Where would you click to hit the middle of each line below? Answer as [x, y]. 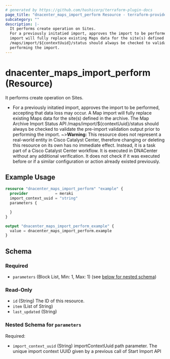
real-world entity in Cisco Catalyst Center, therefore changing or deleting [89, 139]
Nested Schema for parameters [44, 325]
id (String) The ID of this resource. [49, 301]
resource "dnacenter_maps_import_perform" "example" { [64, 189]
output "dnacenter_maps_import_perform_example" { [60, 226]
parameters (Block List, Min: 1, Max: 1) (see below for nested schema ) [84, 276]
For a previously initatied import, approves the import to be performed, [86, 107]
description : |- [22, 24]
